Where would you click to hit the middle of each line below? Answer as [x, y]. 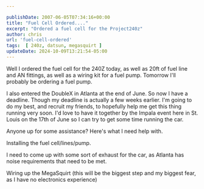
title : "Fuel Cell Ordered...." [47, 23]
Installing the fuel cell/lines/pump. [49, 143]
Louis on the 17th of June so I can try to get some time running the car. [95, 119]
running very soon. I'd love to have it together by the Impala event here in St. [102, 113]
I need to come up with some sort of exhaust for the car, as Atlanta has [95, 155]
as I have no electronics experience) [52, 179]
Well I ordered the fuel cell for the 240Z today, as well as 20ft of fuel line [97, 68]
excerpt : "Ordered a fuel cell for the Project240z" [75, 29]
